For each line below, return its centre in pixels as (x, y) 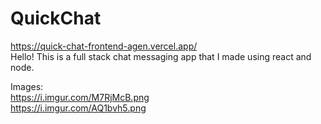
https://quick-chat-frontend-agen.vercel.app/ (104, 46)
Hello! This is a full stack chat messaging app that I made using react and (161, 56)
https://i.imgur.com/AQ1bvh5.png (78, 108)
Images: (27, 86)
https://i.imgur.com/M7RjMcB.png (80, 97)
